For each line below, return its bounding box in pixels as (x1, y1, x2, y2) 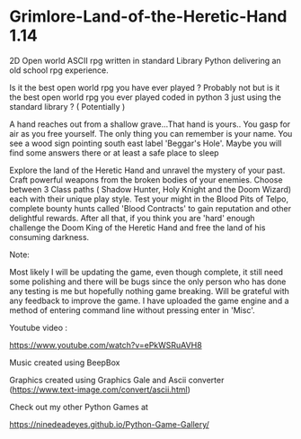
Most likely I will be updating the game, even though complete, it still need (9, 266, 284, 277)
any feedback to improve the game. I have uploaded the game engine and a (9, 295, 289, 306)
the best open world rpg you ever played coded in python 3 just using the (9, 92, 281, 103)
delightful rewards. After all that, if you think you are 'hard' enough (9, 212, 255, 223)
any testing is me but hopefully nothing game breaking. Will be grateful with (9, 285, 290, 296)
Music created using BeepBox (9, 357, 120, 368)
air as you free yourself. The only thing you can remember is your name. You (9, 128, 293, 139)
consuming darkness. (9, 231, 90, 242)
